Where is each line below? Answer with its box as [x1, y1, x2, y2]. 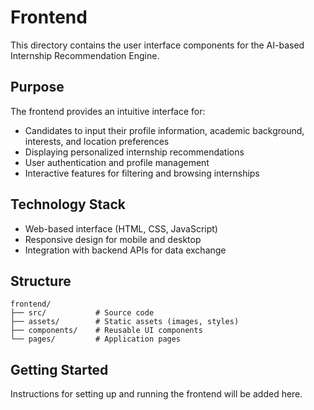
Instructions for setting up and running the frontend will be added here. [10, 388, 303, 400]
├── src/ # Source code [10, 308, 155, 318]
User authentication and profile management [24, 156, 210, 168]
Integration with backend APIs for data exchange [24, 244, 227, 256]
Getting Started [10, 361, 109, 378]
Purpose [10, 79, 65, 96]
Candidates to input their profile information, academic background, [24, 124, 305, 136]
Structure [10, 272, 72, 290]
